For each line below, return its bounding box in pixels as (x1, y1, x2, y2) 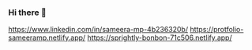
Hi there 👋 (8, 7, 47, 18)
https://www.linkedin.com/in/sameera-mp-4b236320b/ (8, 25, 188, 34)
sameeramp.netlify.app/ (8, 33, 86, 42)
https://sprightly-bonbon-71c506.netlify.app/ (87, 33, 232, 42)
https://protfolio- (189, 25, 244, 34)
